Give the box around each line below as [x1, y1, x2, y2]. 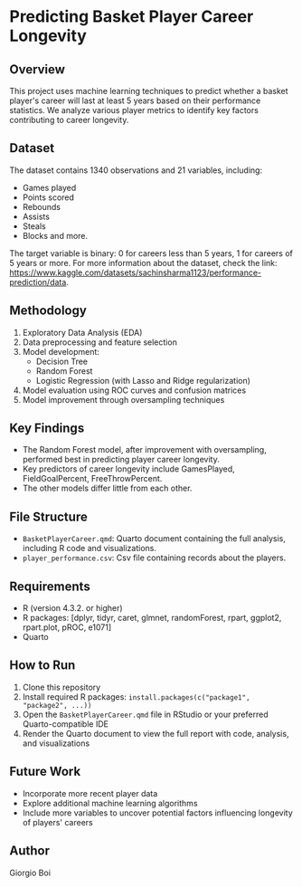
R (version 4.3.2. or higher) [22, 603, 124, 614]
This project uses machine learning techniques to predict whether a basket [9, 86, 288, 96]
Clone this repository [22, 682, 101, 692]
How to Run [9, 658, 76, 673]
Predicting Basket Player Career [9, 6, 254, 27]
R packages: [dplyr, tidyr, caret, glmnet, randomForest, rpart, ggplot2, [22, 613, 282, 624]
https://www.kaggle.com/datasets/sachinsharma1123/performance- [9, 267, 262, 278]
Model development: [22, 346, 99, 357]
